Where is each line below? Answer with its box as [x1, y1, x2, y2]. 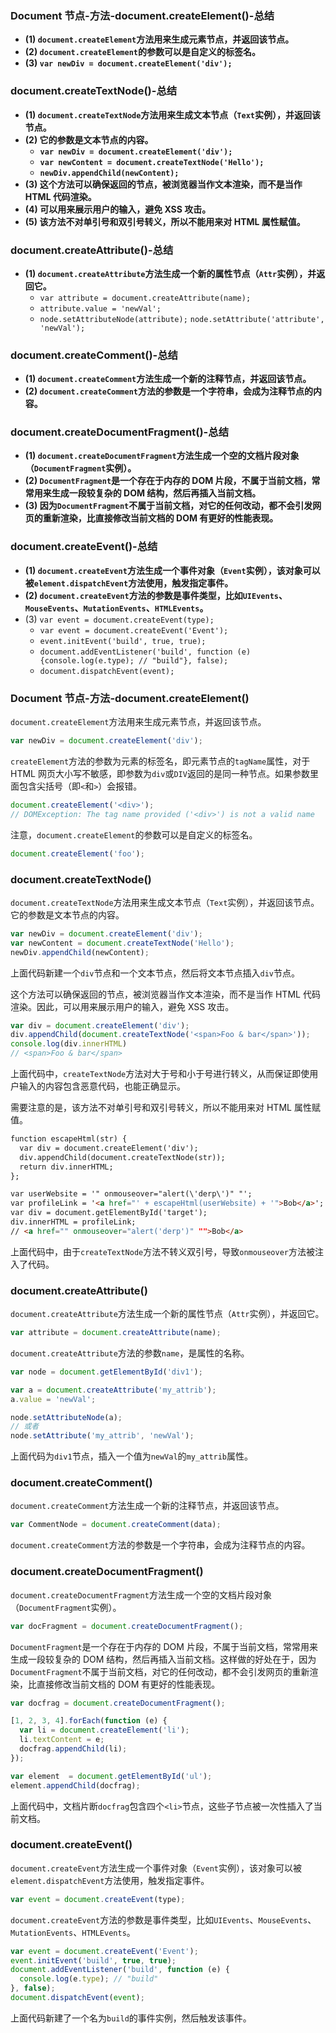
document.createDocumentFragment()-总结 [10, 425, 229, 439]
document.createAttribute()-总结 [10, 243, 174, 257]
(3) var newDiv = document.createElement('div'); [24, 57, 233, 69]
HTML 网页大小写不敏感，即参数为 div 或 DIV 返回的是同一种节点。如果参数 [10, 767, 310, 779]
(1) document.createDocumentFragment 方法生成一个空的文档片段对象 [24, 450, 300, 462]
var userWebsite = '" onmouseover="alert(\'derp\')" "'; [10, 1189, 253, 1199]
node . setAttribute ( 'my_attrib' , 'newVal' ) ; [10, 1431, 195, 1441]
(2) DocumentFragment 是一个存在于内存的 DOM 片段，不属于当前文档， [24, 475, 312, 487]
